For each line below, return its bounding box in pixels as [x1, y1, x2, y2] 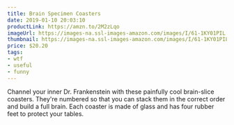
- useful [7, 62, 33, 69]
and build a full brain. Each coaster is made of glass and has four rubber [7, 102, 214, 110]
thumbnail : [7, 36, 39, 43]
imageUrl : [7, 29, 36, 37]
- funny [7, 68, 30, 75]
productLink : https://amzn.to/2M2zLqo [7, 23, 120, 30]
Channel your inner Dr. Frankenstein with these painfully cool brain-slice [7, 87, 214, 96]
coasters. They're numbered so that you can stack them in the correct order [7, 94, 226, 103]
